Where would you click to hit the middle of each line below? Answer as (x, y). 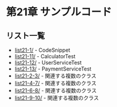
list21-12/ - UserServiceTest (48, 63)
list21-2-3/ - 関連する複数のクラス (56, 76)
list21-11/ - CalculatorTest (45, 56)
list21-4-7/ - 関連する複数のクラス (56, 83)
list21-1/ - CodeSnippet (42, 50)
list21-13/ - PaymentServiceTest (53, 69)
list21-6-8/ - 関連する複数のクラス (56, 91)
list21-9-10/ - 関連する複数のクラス (56, 98)
